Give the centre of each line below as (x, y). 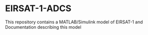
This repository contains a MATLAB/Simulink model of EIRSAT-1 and (74, 22)
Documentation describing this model (43, 27)
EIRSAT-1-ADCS (38, 9)
